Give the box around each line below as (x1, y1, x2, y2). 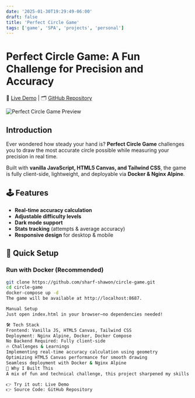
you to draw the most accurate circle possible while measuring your (6, 147, 169, 154)
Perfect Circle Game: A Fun (6, 50, 140, 63)
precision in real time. (6, 153, 58, 160)
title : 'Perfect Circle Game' (6, 19, 80, 25)
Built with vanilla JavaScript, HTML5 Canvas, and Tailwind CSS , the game (6, 164, 187, 171)
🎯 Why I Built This (6, 365, 54, 371)
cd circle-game (6, 285, 43, 290)
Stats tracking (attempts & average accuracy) (14, 225, 126, 232)
